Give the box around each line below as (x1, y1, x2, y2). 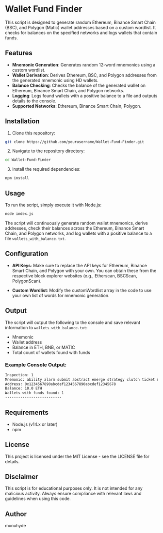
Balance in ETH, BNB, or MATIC (12, 344, 75, 350)
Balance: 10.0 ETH (5, 386, 42, 391)
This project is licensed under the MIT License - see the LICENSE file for (5, 453, 149, 459)
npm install (5, 176, 29, 180)
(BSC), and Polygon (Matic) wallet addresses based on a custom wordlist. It (5, 24, 156, 30)
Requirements (5, 408, 49, 417)
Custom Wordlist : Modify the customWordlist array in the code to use (12, 287, 152, 293)
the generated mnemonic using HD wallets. (12, 77, 98, 83)
